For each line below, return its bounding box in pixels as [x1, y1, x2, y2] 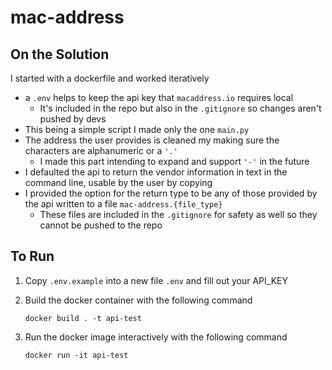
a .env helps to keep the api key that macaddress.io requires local [24, 92, 294, 103]
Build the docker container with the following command [24, 294, 253, 306]
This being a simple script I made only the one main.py [24, 124, 250, 135]
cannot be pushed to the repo [39, 219, 163, 231]
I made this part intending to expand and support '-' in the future [39, 156, 310, 167]
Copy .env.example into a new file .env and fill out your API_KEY [24, 274, 288, 286]
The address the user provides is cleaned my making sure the [24, 134, 280, 146]
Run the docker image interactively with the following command [24, 331, 288, 343]
